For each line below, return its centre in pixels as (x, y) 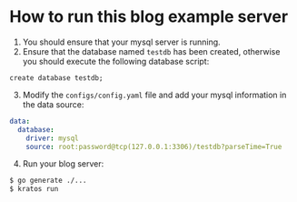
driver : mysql (52, 138)
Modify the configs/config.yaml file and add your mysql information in (154, 95)
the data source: (53, 104)
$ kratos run (34, 189)
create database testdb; (56, 78)
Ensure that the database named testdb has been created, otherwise (151, 51)
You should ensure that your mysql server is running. (121, 42)
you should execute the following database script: (116, 61)
